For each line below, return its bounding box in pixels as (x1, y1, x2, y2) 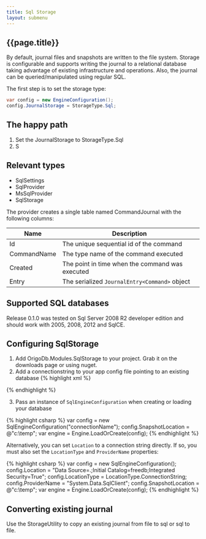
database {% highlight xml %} (15, 374, 91, 382)
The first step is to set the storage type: (6, 85, 106, 93)
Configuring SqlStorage (6, 338, 99, 349)
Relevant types (6, 160, 66, 171)
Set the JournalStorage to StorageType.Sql (15, 136, 124, 143)
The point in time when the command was (62, 259, 183, 268)
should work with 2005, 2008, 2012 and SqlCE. (6, 320, 126, 328)
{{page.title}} (6, 37, 59, 48)
